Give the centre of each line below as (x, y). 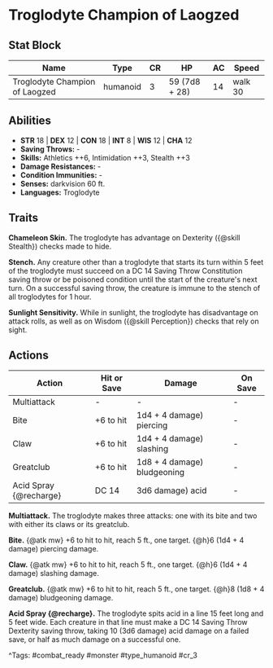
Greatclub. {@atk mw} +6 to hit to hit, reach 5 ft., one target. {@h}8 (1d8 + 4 (136, 589)
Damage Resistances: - (61, 166)
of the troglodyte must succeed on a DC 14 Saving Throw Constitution (126, 270)
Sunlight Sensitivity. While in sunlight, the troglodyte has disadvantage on (133, 312)
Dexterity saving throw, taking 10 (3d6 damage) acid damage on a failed (129, 631)
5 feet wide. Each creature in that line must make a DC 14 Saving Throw (128, 622)
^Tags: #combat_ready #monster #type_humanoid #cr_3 (103, 655)
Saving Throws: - (50, 149)
